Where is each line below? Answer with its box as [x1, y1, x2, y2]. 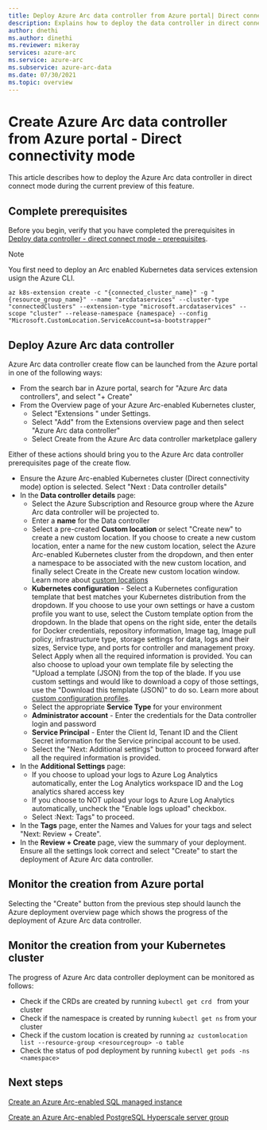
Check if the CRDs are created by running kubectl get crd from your [19, 996, 250, 1006]
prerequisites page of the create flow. [8, 458, 131, 468]
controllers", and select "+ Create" [19, 392, 133, 402]
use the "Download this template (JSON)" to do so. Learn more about [31, 685, 259, 695]
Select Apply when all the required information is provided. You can [31, 651, 253, 661]
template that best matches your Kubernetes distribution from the [31, 592, 246, 602]
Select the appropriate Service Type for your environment [31, 702, 222, 712]
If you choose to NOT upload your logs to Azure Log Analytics [31, 795, 235, 805]
